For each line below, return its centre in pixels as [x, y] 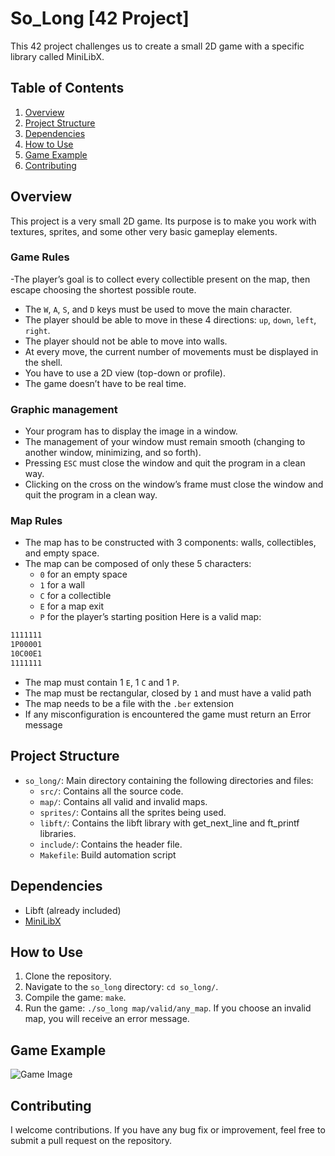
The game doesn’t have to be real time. [105, 383]
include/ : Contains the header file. [111, 844]
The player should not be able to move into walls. [126, 341]
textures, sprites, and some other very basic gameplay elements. [144, 231]
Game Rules [40, 257]
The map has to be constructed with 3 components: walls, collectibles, [170, 543]
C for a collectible [75, 596]
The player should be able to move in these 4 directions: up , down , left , [170, 319]
